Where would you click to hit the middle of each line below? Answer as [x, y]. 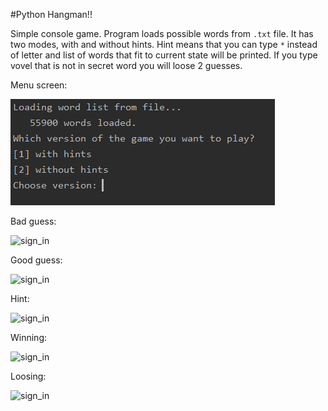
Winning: [29, 337]
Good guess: [36, 260]
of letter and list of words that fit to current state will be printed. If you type [164, 55]
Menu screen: [39, 85]
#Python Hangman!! [51, 14]
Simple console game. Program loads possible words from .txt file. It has [162, 33]
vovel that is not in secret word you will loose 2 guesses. [126, 65]
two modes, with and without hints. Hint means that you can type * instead [164, 44]
